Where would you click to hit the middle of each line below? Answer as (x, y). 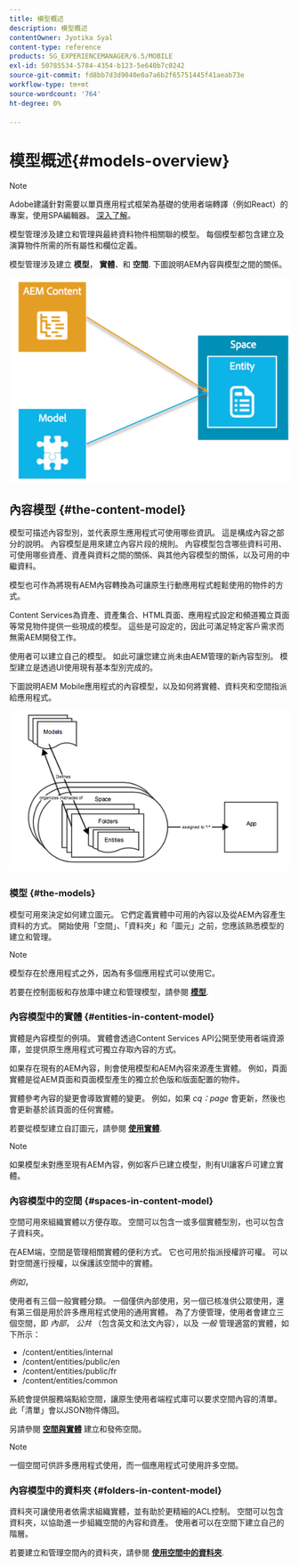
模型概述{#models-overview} (119, 161)
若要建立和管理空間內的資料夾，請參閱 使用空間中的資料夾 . (117, 1553)
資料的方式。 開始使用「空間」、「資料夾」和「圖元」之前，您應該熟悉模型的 (147, 926)
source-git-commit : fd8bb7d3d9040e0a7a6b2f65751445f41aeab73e (127, 76)
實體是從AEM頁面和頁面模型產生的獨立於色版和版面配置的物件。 (127, 1079)
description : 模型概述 (48, 28)
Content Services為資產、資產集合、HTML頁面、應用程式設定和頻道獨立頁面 (149, 616)
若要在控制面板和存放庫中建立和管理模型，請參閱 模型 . (109, 991)
